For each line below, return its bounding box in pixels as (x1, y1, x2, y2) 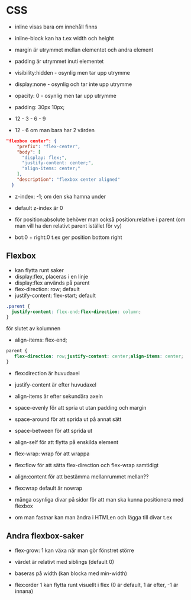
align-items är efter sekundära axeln (14, 392, 103, 400)
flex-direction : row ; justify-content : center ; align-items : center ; (14, 353, 184, 359)
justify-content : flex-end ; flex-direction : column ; (11, 309, 142, 315)
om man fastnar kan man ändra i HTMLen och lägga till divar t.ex (14, 513, 173, 521)
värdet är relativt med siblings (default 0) (14, 558, 114, 565)
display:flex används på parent (14, 279, 90, 286)
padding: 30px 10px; (14, 103, 65, 110)
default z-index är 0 (14, 204, 63, 211)
